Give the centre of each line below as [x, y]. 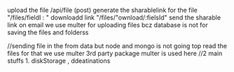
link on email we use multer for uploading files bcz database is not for [108, 25]
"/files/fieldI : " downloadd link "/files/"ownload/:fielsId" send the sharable [114, 17]
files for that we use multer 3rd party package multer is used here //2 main [115, 53]
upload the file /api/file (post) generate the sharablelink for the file [102, 10]
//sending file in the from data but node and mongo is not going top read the [117, 46]
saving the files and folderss [48, 32]
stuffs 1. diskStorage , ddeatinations [59, 61]
